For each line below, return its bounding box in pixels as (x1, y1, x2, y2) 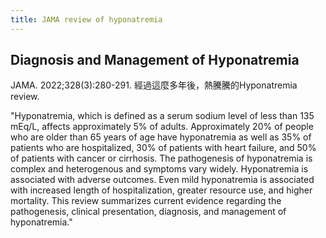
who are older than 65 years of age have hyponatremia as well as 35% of (10, 131, 312, 143)
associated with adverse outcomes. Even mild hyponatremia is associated (10, 174, 315, 186)
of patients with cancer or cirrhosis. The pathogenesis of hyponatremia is (10, 152, 313, 165)
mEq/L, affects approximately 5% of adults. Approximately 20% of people (10, 121, 314, 133)
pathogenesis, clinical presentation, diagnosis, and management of (10, 206, 287, 218)
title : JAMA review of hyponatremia (10, 14, 163, 25)
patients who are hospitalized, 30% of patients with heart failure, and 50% (10, 142, 317, 154)
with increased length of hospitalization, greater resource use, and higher (10, 184, 313, 196)
